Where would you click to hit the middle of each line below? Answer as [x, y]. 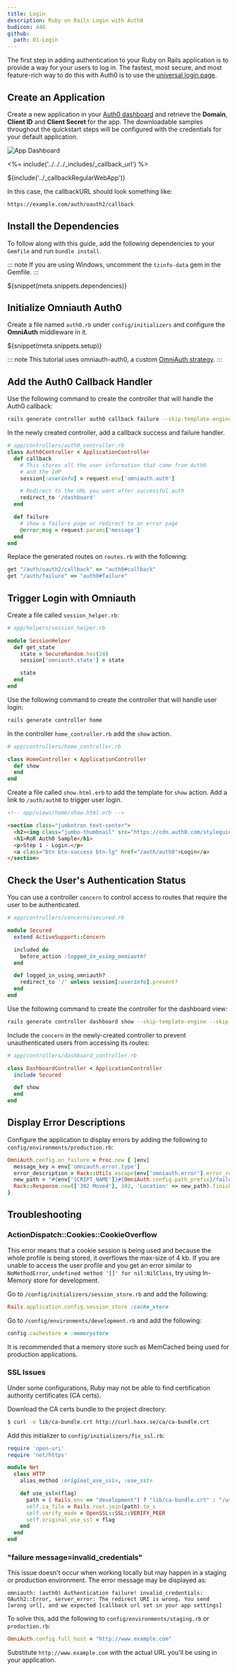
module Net [23, 1468]
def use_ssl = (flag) [49, 1494]
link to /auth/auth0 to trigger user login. [65, 800]
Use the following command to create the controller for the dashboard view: [117, 1009]
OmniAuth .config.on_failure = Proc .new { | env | [79, 1160]
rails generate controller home [55, 720]
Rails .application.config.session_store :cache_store [88, 1307]
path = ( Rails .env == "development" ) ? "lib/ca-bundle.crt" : [121, 1500]
